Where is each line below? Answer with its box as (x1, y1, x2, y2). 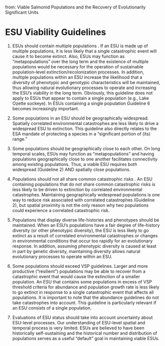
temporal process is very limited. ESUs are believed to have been (12, 325, 144, 331)
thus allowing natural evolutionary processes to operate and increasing (12, 85, 157, 91)
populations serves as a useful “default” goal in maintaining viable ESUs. (12, 335, 160, 341)
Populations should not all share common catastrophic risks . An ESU (12, 176, 153, 182)
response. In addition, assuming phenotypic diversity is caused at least (12, 243, 157, 249)
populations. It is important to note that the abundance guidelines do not (12, 294, 159, 300)
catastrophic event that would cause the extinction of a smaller (12, 273, 140, 280)
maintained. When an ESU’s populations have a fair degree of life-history (12, 222, 160, 228)
